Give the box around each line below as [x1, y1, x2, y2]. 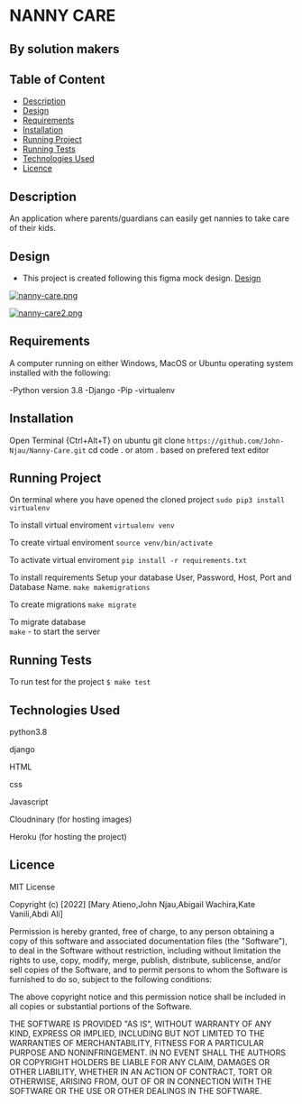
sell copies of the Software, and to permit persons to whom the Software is [9, 964, 288, 975]
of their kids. [9, 223, 57, 234]
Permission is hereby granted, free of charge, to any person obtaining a [9, 925, 275, 936]
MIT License [9, 881, 56, 892]
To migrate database [9, 617, 87, 628]
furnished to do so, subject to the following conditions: [9, 973, 212, 984]
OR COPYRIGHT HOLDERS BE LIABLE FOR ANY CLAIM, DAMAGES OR [9, 1056, 270, 1067]
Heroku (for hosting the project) [9, 832, 128, 842]
